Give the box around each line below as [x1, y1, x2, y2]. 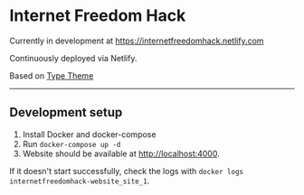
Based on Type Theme [9, 70, 94, 81]
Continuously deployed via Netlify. [9, 52, 138, 63]
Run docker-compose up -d [22, 138, 121, 149]
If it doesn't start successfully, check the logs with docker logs [9, 165, 244, 176]
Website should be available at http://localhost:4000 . [22, 148, 220, 159]
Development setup [9, 105, 123, 120]
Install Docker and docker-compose [22, 128, 157, 140]
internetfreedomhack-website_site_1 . [9, 175, 150, 186]
